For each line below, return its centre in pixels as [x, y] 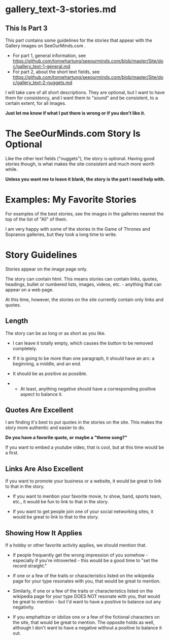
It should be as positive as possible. [50, 373]
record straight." [30, 566]
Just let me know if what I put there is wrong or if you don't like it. [75, 113]
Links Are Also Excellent [44, 469]
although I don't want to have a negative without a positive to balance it [87, 628]
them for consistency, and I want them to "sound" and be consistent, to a [82, 98]
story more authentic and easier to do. [45, 428]
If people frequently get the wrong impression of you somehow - [80, 555]
